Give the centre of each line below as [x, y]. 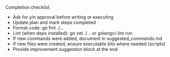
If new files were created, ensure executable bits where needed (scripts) [89, 44]
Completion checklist [28, 7]
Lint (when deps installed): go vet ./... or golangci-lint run [72, 33]
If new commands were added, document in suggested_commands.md [87, 38]
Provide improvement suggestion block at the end [65, 49]
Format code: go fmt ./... [38, 28]
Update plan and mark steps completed [54, 22]
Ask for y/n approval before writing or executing [63, 17]
